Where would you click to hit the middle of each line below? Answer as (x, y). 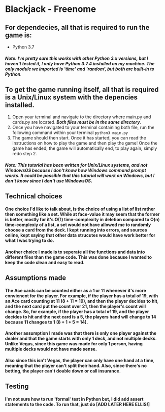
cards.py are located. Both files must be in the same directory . (77, 122)
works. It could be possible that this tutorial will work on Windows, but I (80, 176)
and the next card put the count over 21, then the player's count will (76, 306)
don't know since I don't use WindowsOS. (49, 181)
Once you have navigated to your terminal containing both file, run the (83, 128)
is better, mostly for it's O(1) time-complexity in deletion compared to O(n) (82, 219)
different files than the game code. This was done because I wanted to (79, 257)
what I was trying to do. (30, 240)
